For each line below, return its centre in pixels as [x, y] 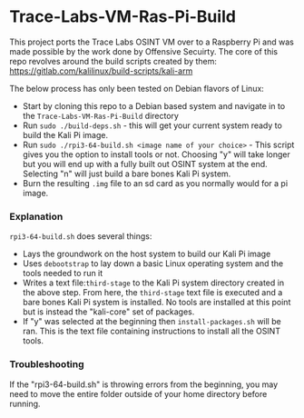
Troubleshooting [47, 364]
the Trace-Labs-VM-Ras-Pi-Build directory [101, 115]
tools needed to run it [63, 274]
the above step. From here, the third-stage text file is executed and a [152, 293]
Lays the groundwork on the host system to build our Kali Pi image [147, 254]
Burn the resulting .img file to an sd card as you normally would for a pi [155, 183]
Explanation [36, 216]
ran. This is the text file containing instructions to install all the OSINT [152, 331]
